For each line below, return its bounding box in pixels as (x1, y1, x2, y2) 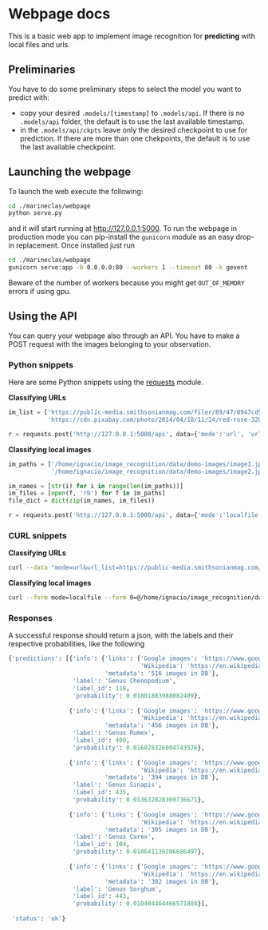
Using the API (8, 309, 77, 324)
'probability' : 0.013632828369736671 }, (72, 796, 205, 804)
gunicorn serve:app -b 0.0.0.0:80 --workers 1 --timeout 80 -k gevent (8, 264, 248, 272)
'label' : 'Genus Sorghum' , (72, 884, 162, 893)
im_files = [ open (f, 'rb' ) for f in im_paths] (8, 489, 166, 498)
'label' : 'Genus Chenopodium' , (72, 677, 177, 686)
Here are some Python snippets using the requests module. (8, 377, 203, 387)
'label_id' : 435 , (72, 789, 130, 797)
